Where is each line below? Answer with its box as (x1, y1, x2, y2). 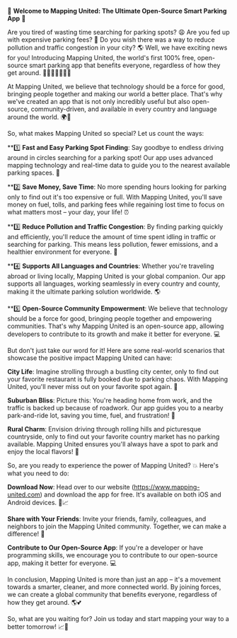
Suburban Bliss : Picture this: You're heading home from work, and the (7, 396, 212, 405)
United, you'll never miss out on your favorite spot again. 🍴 (7, 383, 178, 390)
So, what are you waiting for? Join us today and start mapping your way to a (7, 615, 230, 622)
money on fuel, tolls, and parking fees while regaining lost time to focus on (7, 200, 225, 209)
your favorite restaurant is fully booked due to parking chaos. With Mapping (7, 375, 229, 383)
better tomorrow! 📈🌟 (7, 622, 69, 631)
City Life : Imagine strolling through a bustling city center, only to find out (7, 368, 219, 376)
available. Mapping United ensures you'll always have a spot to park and (7, 440, 218, 448)
